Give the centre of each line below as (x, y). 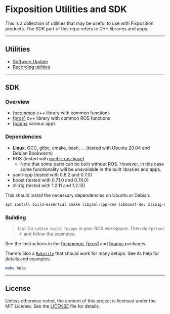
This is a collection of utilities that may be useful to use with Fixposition (79, 23)
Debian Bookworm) (33, 153)
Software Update (30, 61)
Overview (17, 102)
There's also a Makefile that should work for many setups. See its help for (82, 253)
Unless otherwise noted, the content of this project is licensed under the (80, 301)
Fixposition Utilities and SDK (66, 9)
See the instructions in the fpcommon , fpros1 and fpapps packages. (76, 243)
